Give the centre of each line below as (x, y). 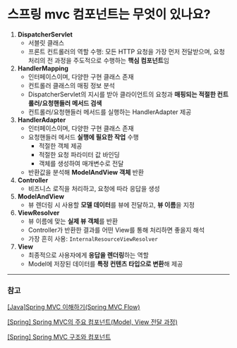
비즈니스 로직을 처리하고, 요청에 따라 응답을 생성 (94, 188)
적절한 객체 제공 (60, 146)
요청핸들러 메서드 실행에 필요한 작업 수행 (83, 137)
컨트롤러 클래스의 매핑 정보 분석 (71, 85)
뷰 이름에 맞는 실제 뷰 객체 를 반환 (73, 221)
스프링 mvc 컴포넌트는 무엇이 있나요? (109, 14)
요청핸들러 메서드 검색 (72, 103)
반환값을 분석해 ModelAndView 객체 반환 (86, 172)
